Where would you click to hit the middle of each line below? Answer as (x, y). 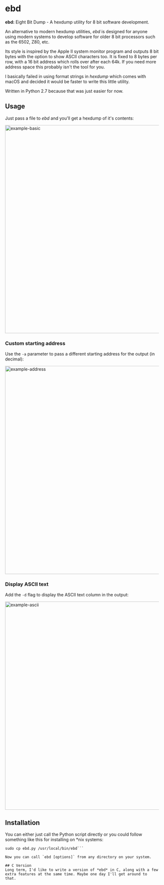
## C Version (18, 866)
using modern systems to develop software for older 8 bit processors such (80, 37)
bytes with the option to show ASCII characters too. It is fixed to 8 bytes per (81, 56)
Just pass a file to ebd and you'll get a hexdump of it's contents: (70, 118)
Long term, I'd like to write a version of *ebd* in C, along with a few (82, 870)
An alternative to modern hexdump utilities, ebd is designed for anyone (76, 31)
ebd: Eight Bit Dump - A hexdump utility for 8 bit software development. (77, 22)
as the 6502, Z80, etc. (27, 42)
